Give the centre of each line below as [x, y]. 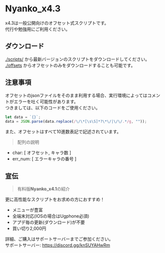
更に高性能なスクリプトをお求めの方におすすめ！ [55, 200]
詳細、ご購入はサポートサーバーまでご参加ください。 [59, 239]
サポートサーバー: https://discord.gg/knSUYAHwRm [58, 245]
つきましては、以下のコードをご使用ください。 [53, 107]
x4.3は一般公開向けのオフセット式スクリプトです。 [57, 23]
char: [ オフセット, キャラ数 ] [42, 153]
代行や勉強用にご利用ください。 [38, 29]
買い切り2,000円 [29, 229]
